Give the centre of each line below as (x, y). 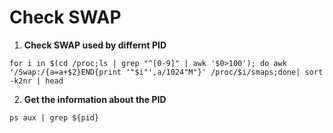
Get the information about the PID (95, 99)
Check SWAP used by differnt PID (95, 45)
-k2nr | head (36, 81)
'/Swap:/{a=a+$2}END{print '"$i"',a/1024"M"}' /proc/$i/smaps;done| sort (166, 72)
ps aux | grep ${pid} (54, 117)
